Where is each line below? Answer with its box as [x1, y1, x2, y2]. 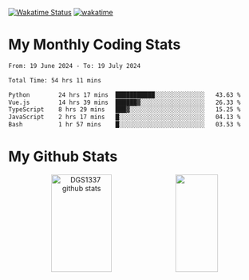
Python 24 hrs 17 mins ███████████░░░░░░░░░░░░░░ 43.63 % [8, 90, 241, 99]
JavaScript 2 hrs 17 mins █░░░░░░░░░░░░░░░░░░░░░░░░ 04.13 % [8, 113, 241, 122]
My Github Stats [8, 148, 118, 166]
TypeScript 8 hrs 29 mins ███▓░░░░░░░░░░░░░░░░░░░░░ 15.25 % [8, 106, 241, 114]
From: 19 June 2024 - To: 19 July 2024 [8, 62, 141, 70]
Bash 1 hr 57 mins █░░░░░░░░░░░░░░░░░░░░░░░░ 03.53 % [8, 121, 241, 129]
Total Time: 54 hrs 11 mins [8, 76, 102, 84]
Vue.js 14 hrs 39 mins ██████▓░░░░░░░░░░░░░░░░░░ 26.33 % [8, 98, 241, 106]
